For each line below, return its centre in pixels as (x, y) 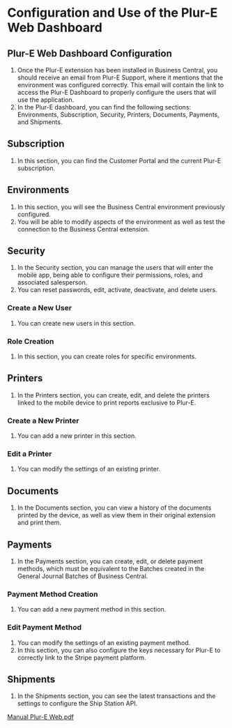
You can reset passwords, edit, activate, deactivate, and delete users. (117, 290)
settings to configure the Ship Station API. (77, 704)
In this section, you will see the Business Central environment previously (121, 206)
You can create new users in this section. (76, 323)
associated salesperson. (52, 282)
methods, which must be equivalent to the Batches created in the (111, 569)
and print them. (39, 523)
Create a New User (39, 308)
